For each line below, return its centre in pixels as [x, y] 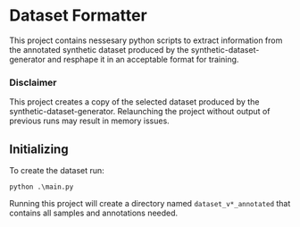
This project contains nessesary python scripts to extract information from [146, 40]
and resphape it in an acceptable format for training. [143, 59]
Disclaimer [33, 82]
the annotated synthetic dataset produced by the [99, 49]
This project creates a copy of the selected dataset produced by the [134, 102]
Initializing [39, 149]
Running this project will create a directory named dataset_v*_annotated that [150, 204]
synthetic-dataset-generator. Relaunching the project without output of [140, 112]
